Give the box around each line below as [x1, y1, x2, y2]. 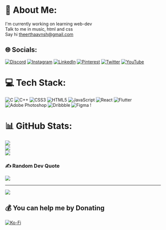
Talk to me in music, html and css [5, 26, 73, 32]
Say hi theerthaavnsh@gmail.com [5, 31, 74, 37]
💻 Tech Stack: [5, 77, 66, 88]
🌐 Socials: [5, 46, 38, 54]
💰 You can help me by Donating [5, 204, 105, 212]
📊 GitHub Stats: [5, 120, 73, 132]
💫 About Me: [5, 4, 57, 16]
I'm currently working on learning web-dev [5, 21, 92, 27]
